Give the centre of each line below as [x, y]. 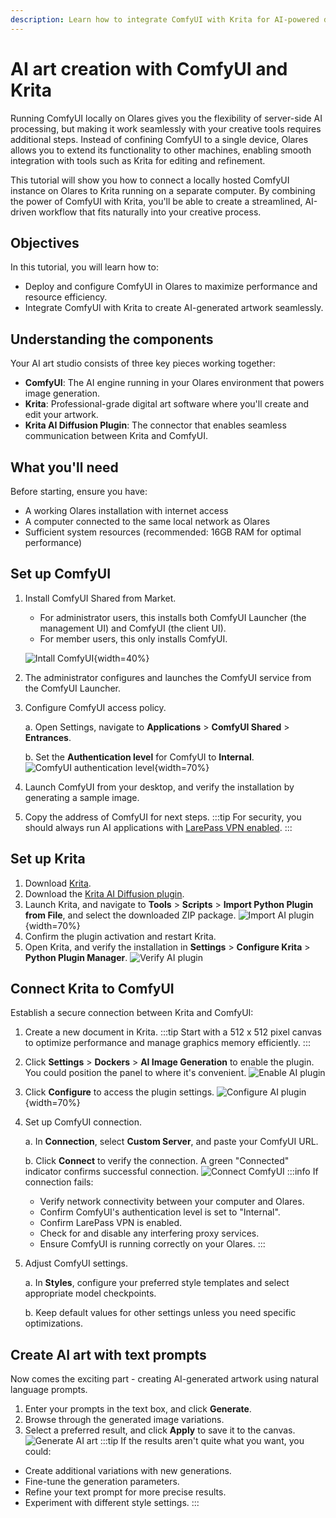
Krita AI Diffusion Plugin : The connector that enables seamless [155, 425]
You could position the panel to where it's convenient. [135, 1073]
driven [23, 212]
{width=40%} [121, 658]
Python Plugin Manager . [76, 957]
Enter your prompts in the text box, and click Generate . [138, 1409]
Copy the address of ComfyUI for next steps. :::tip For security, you [163, 817]
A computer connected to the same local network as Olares [147, 521]
